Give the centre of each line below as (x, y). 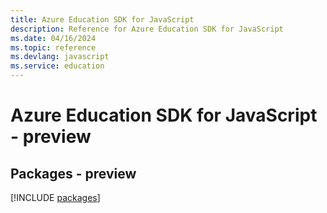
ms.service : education (57, 66)
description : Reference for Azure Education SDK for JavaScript (147, 29)
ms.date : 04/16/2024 (53, 38)
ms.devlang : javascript (60, 57)
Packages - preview (73, 173)
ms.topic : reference (53, 47)
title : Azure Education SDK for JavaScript (102, 19)
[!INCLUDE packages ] (55, 197)
